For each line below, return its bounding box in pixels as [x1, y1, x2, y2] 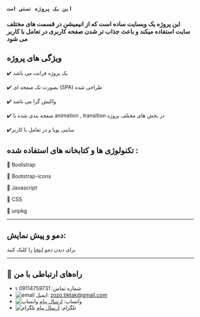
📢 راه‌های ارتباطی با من [7, 269, 82, 279]
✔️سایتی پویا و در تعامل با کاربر [7, 126, 75, 133]
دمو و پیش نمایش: [7, 230, 66, 240]
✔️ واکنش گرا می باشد [7, 98, 56, 105]
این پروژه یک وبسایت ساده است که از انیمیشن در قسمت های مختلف [7, 20, 180, 28]
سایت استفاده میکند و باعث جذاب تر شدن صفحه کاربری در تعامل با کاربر [7, 27, 191, 35]
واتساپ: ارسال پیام [39, 298, 82, 305]
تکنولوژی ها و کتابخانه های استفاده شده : [7, 145, 139, 156]
